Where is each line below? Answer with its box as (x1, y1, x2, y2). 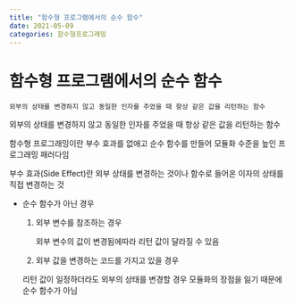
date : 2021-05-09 (9, 21, 74, 30)
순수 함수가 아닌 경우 (21, 198, 95, 210)
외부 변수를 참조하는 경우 (35, 218, 122, 228)
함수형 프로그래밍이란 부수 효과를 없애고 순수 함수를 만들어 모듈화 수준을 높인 (9, 138, 277, 149)
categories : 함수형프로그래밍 (9, 29, 107, 38)
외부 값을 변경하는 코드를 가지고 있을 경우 (35, 255, 180, 266)
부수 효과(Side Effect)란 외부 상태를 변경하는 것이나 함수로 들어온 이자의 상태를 (9, 168, 284, 179)
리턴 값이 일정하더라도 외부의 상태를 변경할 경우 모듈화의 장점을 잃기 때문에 (21, 274, 283, 285)
